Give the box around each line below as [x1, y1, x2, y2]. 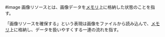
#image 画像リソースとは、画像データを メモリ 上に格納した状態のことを [5, 4, 151, 10]
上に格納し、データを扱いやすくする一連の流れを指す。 [9, 27, 122, 33]
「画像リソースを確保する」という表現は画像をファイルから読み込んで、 [5, 21, 152, 26]
